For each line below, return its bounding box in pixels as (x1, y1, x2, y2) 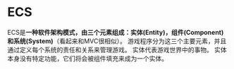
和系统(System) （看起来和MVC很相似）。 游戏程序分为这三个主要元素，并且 (7, 36, 227, 45)
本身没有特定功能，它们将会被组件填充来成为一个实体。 (7, 54, 168, 63)
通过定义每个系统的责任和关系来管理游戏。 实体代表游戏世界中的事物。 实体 (7, 45, 227, 54)
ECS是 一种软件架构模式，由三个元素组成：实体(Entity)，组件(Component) (7, 28, 224, 36)
